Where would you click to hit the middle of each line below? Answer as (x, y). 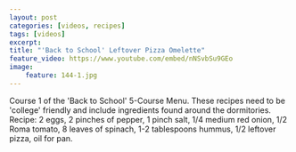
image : (21, 68)
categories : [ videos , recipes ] (67, 26)
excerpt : (25, 42)
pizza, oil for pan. (41, 138)
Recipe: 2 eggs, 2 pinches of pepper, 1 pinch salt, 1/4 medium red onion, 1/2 (148, 119)
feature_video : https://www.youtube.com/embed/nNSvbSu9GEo (121, 59)
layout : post (33, 17)
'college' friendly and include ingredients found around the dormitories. (140, 110)
